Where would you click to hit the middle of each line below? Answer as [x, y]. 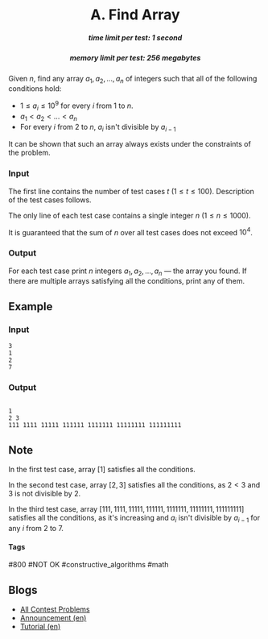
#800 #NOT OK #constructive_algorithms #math [89, 565]
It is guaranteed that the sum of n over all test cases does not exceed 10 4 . [131, 231]
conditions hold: [35, 89]
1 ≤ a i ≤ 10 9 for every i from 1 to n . [77, 106]
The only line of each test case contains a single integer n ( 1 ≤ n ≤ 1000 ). [130, 215]
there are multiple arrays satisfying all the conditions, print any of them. [127, 281]
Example [31, 307]
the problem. [29, 153]
